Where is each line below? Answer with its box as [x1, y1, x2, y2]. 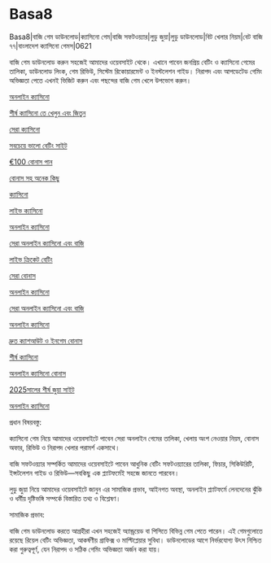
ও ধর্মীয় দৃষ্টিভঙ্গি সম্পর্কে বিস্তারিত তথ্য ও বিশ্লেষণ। [9, 493, 121, 503]
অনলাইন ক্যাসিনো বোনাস [9, 368, 66, 378]
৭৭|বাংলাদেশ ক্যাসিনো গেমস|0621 [9, 41, 92, 50]
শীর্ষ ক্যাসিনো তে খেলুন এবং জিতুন [9, 107, 86, 118]
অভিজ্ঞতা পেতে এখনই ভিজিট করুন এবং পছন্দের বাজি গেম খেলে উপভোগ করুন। [9, 75, 192, 85]
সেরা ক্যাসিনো [9, 124, 41, 134]
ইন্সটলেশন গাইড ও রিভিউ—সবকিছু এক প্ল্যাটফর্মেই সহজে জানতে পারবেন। [9, 468, 180, 478]
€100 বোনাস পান [9, 156, 53, 167]
